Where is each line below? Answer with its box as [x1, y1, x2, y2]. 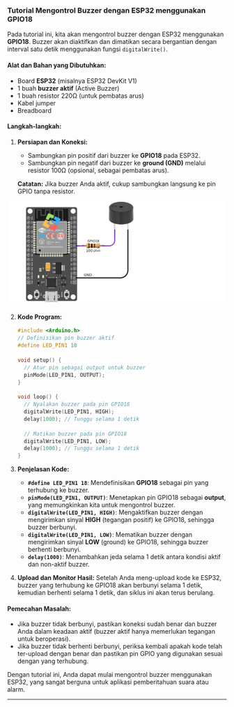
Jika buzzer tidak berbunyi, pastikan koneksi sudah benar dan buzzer [17, 620, 217, 628]
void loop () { [17, 394, 58, 401]
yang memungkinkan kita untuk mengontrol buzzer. [27, 501, 175, 509]
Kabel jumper [17, 98, 56, 107]
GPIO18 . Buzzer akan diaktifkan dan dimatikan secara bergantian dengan [7, 38, 217, 46]
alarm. [7, 685, 26, 694]
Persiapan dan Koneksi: [17, 137, 88, 146]
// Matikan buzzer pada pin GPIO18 [24, 430, 127, 438]
